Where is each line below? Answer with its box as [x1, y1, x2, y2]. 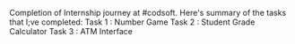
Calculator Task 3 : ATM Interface [9, 26, 133, 36]
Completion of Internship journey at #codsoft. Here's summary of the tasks [9, 8, 287, 18]
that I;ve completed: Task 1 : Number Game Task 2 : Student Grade [9, 17, 256, 27]
